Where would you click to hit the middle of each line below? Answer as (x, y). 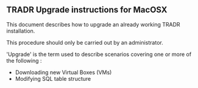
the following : (24, 60)
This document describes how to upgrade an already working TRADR (94, 24)
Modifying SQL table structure (53, 78)
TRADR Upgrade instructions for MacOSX (87, 10)
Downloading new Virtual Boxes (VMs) (63, 72)
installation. (21, 31)
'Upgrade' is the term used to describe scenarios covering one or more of (99, 54)
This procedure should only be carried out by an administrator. (85, 42)
